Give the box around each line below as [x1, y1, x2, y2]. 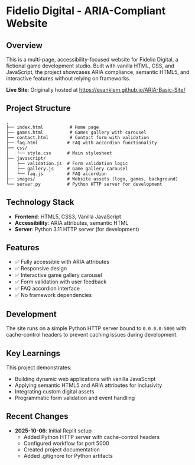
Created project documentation [23, 445, 100, 453]
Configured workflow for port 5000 [23, 440, 109, 447]
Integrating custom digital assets [14, 388, 95, 395]
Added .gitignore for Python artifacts [23, 452, 113, 459]
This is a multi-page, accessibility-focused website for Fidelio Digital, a [6, 56, 178, 63]
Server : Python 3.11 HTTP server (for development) [14, 225, 140, 233]
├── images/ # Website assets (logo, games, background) [6, 176, 178, 182]
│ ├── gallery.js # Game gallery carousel [6, 166, 128, 172]
